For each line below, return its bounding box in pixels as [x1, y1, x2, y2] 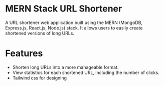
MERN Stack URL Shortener [5, 3, 122, 14]
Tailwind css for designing [12, 74, 67, 80]
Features [5, 48, 43, 59]
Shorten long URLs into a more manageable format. [12, 64, 119, 70]
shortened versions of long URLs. [5, 30, 74, 36]
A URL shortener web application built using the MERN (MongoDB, [5, 19, 143, 25]
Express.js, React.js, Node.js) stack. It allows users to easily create [5, 24, 143, 30]
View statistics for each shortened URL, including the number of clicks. [12, 69, 159, 75]
